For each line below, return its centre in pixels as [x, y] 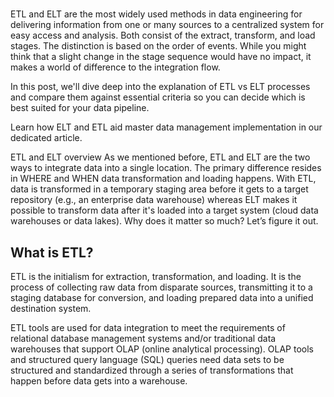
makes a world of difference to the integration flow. [115, 67]
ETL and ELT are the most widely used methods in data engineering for [156, 14]
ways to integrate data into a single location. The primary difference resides [166, 168]
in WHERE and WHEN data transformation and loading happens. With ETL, [163, 179]
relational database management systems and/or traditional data [143, 338]
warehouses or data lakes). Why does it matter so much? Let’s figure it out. [164, 221]
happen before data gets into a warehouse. [99, 381]
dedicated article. [46, 138]
